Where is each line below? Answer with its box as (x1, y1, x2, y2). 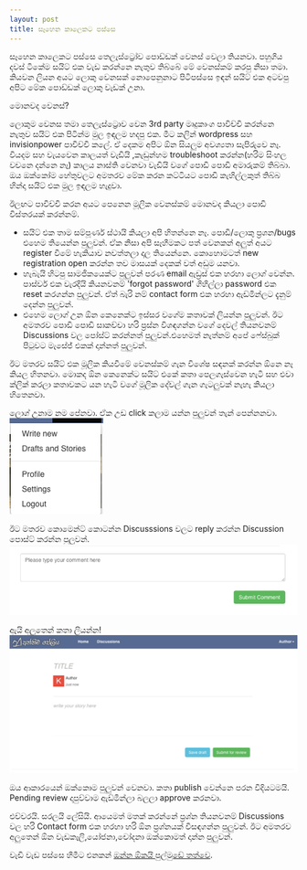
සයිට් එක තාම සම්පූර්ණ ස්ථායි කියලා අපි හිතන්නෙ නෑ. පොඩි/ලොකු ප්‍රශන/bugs (22, 227, 296, 238)
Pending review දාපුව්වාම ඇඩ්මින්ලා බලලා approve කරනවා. (9, 792, 222, 803)
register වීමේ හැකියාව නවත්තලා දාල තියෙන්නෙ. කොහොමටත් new (22, 247, 259, 258)
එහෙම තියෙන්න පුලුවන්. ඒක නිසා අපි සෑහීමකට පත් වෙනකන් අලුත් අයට (22, 237, 272, 248)
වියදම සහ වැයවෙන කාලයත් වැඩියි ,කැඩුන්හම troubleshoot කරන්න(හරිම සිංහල (9, 149, 287, 160)
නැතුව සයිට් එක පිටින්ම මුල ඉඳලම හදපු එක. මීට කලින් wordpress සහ (9, 128, 253, 139)
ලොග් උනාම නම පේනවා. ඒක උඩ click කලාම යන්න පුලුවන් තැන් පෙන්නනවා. (9, 407, 278, 418)
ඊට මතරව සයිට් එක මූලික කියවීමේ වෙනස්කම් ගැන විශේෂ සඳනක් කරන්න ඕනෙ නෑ (9, 357, 294, 369)
